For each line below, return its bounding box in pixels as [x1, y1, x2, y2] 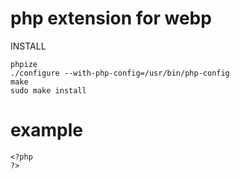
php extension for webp [10, 7, 212, 30]
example [10, 119, 84, 142]
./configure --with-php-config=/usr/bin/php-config [10, 68, 230, 78]
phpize [10, 59, 38, 69]
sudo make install [10, 85, 87, 96]
